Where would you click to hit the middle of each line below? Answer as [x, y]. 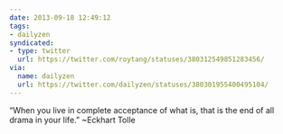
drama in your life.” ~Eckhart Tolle [72, 120]
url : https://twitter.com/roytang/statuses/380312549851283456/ [141, 59]
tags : [19, 26]
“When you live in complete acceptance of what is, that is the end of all [142, 110]
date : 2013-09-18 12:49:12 [60, 18]
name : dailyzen [46, 76]
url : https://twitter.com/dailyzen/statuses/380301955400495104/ [143, 85]
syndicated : [32, 43]
